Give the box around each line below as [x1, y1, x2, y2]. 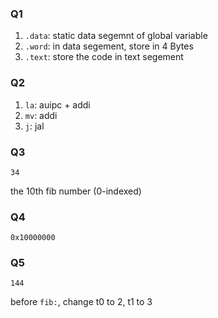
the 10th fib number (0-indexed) [10, 185, 142, 197]
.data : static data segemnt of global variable [24, 30, 208, 42]
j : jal [24, 120, 45, 132]
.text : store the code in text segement [24, 51, 184, 63]
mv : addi [24, 109, 58, 121]
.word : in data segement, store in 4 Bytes [24, 40, 194, 52]
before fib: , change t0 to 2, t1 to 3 [10, 296, 153, 308]
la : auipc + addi [24, 98, 91, 111]
